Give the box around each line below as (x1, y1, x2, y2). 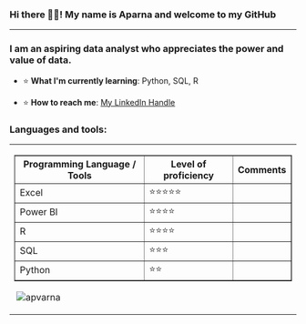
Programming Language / (23, 157, 137, 170)
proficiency (163, 168, 214, 181)
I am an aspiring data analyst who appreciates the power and (9, 43, 284, 56)
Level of (170, 157, 207, 170)
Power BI (19, 206, 58, 218)
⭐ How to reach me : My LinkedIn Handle (22, 96, 176, 107)
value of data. (9, 54, 72, 66)
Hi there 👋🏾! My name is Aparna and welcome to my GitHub (9, 8, 277, 21)
